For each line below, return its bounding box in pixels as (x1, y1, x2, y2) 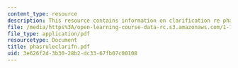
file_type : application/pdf (7, 30, 91, 38)
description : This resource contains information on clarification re (7, 17, 220, 24)
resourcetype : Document (7, 37, 78, 44)
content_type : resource (7, 10, 78, 18)
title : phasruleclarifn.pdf (7, 43, 91, 50)
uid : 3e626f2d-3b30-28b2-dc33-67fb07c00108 (7, 50, 138, 57)
